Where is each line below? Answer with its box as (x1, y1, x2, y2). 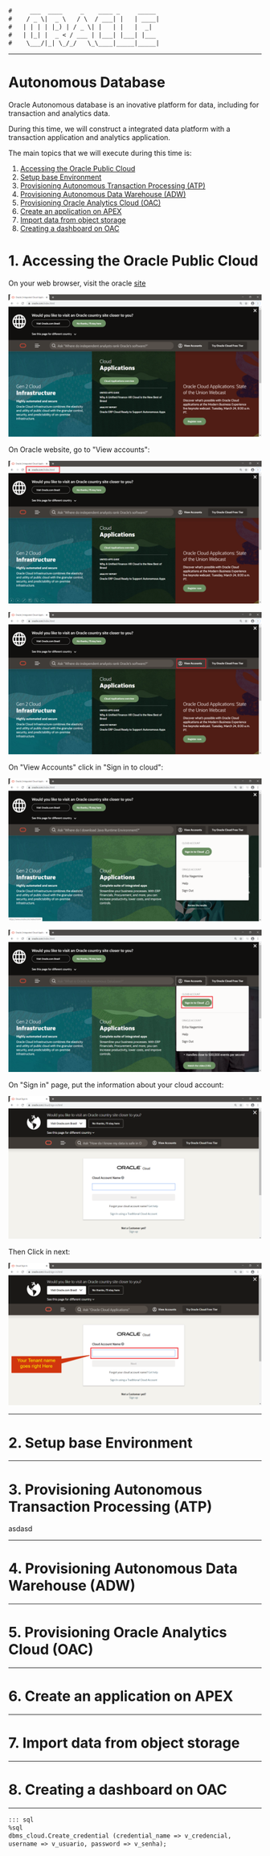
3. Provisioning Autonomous (8, 1480, 202, 1498)
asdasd (8, 1524, 33, 1534)
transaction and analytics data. (8, 108, 111, 118)
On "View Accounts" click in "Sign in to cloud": (8, 762, 163, 772)
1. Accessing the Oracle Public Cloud (8, 252, 259, 270)
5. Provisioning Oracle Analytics (8, 1624, 227, 1642)
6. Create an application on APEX (8, 1687, 234, 1706)
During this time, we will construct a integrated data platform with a (8, 124, 231, 133)
